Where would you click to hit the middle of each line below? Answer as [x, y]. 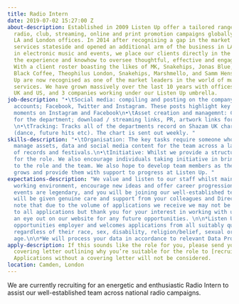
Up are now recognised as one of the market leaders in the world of [119, 80]
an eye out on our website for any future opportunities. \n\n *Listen [121, 219]
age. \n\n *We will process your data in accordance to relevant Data [117, 239]
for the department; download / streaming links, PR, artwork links [117, 119]
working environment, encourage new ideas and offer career [105, 185]
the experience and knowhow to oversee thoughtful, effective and [114, 60]
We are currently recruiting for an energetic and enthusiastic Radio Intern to [118, 285]
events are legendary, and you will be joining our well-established [119, 192]
